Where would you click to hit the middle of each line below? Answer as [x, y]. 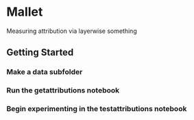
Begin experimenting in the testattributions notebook [97, 109]
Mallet [25, 12]
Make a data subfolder [45, 72]
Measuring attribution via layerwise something [72, 31]
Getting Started [40, 52]
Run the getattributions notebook [63, 91]
